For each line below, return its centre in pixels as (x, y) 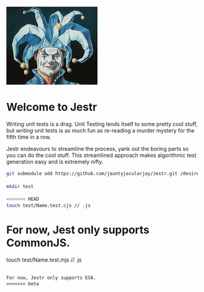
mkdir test (20, 186)
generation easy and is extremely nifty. (55, 161)
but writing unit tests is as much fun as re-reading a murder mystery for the (100, 130)
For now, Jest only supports (78, 230)
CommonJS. (38, 243)
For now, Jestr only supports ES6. (51, 278)
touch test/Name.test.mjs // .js (44, 260)
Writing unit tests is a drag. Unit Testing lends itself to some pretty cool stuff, (102, 124)
